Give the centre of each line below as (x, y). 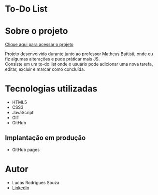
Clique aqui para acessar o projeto (39, 45)
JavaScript (23, 113)
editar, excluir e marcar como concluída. (45, 69)
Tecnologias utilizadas (51, 89)
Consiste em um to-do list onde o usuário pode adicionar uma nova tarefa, (79, 64)
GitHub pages (26, 150)
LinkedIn (21, 188)
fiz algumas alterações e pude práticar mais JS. (52, 59)
